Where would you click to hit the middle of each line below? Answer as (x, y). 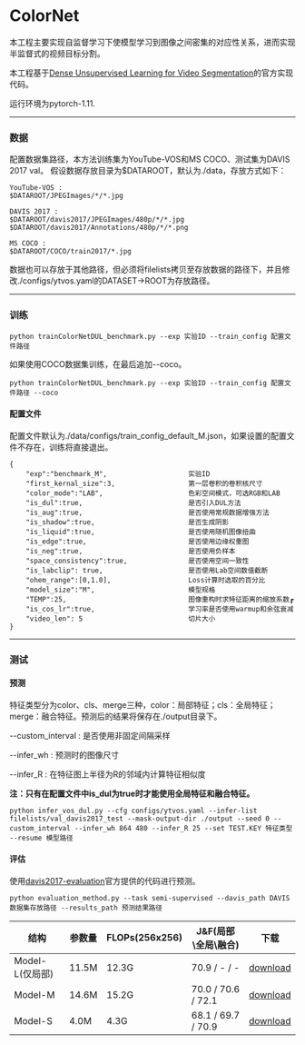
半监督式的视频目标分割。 (57, 53)
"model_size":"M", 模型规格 (121, 590)
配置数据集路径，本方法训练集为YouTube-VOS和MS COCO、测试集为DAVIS (150, 159)
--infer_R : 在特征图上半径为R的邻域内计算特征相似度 (108, 774)
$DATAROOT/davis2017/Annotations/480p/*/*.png (99, 228)
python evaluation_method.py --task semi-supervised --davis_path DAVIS (150, 899)
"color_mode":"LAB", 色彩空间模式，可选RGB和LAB (153, 493)
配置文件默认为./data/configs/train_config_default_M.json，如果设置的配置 (148, 435)
